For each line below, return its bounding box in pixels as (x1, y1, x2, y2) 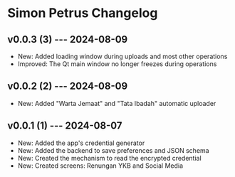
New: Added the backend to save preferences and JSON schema (17, 146, 209, 154)
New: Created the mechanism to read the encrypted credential (17, 154, 202, 162)
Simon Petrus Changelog (7, 5, 158, 21)
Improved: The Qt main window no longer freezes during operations (17, 60, 217, 68)
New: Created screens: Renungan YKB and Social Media (17, 161, 184, 170)
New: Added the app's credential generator (17, 139, 145, 147)
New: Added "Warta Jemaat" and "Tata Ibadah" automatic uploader (17, 99, 216, 107)
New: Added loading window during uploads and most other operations (17, 52, 228, 60)
